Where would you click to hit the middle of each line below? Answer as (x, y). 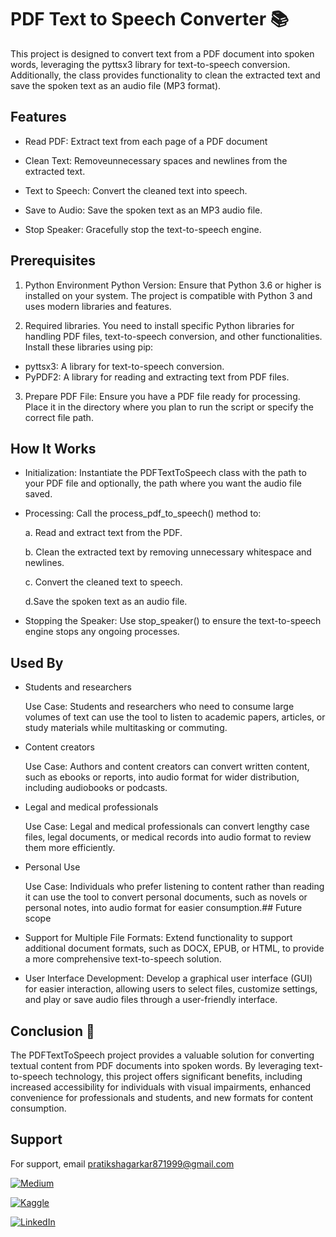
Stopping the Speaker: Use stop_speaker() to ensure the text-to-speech (173, 621)
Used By (37, 662)
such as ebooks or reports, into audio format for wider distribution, (162, 777)
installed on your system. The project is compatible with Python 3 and (168, 295)
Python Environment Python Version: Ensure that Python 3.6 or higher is (173, 285)
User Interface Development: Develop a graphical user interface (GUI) (168, 978)
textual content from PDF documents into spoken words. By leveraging (156, 1065)
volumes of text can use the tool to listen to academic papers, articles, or (175, 717)
